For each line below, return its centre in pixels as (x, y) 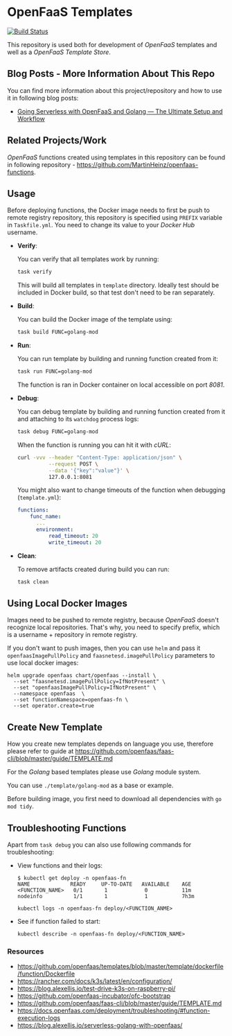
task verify (34, 272)
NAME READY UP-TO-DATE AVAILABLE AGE (104, 884)
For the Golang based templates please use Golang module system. (104, 772)
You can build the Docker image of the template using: (95, 319)
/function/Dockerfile (46, 974)
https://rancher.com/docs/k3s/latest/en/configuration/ (95, 981)
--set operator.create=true (54, 706)
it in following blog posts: (43, 98)
